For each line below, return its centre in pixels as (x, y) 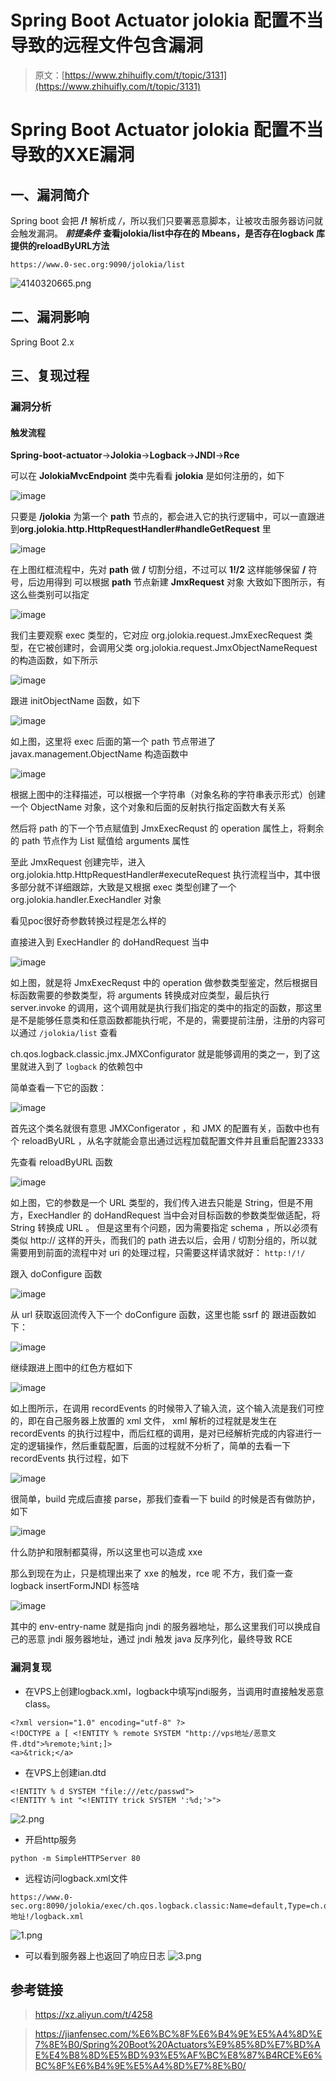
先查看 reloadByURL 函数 (61, 1162)
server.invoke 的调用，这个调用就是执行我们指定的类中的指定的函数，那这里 (166, 1008)
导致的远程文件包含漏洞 (107, 45)
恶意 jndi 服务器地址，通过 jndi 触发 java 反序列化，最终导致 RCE (160, 1639)
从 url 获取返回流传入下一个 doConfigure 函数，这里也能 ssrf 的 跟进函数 (159, 1315)
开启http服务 (50, 1839)
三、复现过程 (50, 376)
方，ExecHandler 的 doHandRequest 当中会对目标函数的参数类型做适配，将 (165, 1215)
